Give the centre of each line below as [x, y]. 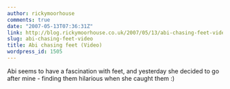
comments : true [29, 20]
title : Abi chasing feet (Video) [55, 45]
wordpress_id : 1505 [35, 52]
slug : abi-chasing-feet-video [50, 39]
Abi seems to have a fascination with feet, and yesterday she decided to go [113, 71]
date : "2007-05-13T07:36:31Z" [50, 26]
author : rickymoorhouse [41, 13]
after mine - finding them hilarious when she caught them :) [91, 78]
